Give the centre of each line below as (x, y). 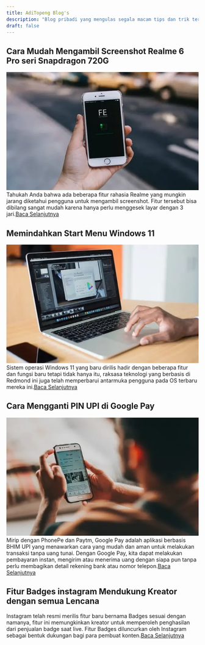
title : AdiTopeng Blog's (38, 13)
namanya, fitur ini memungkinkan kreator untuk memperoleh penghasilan (98, 622)
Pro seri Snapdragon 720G (58, 61)
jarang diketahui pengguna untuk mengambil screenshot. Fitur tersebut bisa (102, 201)
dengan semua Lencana (53, 601)
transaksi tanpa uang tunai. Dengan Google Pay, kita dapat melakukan (95, 553)
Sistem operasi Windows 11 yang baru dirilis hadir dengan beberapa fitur (97, 368)
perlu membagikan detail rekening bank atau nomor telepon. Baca (88, 566)
